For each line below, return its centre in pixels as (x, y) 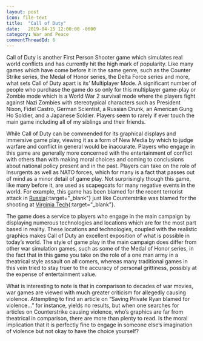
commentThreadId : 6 (31, 40)
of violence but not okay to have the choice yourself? (73, 331)
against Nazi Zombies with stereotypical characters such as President (93, 103)
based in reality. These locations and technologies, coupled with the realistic (102, 229)
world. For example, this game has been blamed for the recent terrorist (95, 191)
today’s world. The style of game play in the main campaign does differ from (101, 242)
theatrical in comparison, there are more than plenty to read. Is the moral (97, 318)
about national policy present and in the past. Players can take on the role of (101, 166)
